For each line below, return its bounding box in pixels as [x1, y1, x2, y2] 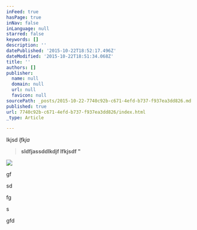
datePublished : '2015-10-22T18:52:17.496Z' [6, 48, 117, 54]
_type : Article [6, 114, 44, 120]
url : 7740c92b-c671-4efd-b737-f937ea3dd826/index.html [6, 109, 146, 115]
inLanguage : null [6, 25, 50, 32]
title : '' [6, 59, 31, 65]
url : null [11, 87, 36, 93]
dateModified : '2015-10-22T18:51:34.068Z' [6, 53, 114, 59]
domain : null [11, 81, 44, 87]
